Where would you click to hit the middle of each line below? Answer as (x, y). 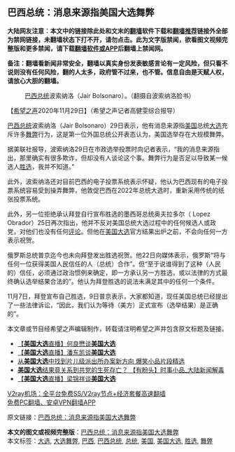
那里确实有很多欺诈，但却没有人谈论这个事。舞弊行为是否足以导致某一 (120, 158)
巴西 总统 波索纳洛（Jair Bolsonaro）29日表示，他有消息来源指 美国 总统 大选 (114, 125)
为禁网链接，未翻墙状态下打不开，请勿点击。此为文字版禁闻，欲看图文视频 (114, 39)
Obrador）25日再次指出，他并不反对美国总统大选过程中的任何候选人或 (109, 222)
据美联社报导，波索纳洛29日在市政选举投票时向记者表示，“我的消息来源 (111, 149)
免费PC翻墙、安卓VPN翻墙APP (51, 402)
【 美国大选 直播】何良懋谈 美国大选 (66, 343)
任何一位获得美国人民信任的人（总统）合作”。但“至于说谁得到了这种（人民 (114, 263)
